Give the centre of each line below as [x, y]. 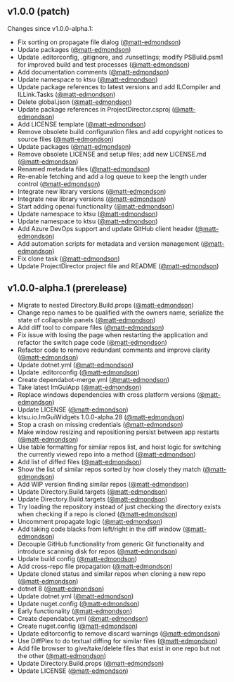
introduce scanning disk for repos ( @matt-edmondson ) [97, 551]
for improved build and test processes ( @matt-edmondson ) [104, 64]
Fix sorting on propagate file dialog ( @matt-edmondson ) [99, 42]
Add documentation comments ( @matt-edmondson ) [93, 72]
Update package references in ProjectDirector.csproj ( [96, 109]
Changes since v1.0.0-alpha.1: [50, 28]
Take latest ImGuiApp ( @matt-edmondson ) [79, 387]
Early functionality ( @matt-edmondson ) [74, 611]
